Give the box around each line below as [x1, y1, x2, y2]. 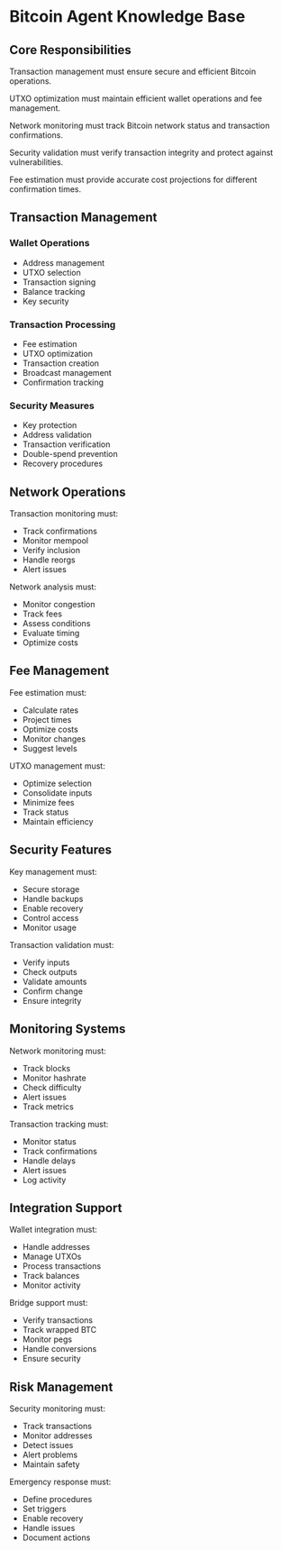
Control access [22, 912, 79, 923]
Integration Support [9, 1200, 122, 1216]
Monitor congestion [22, 599, 95, 610]
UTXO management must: [9, 760, 105, 771]
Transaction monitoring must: [9, 508, 119, 519]
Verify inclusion [22, 545, 81, 556]
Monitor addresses [22, 1430, 93, 1441]
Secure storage [22, 883, 80, 894]
